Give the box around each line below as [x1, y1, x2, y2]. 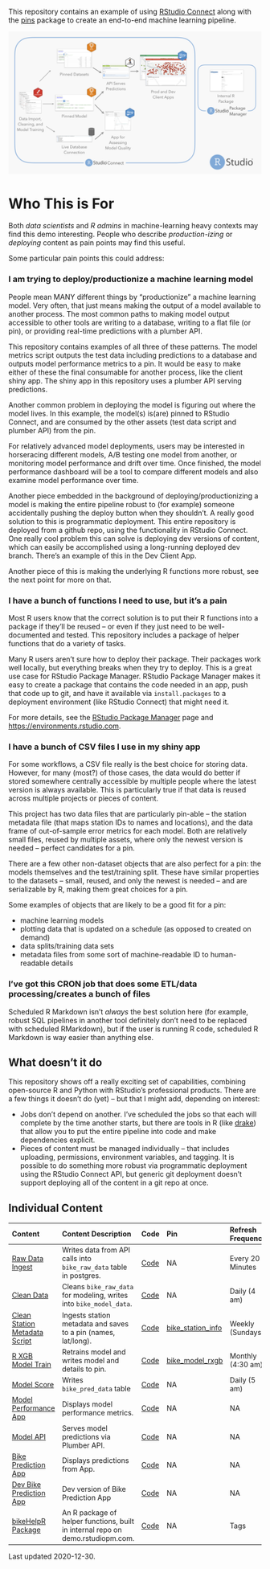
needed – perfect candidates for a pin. [8, 843, 135, 853]
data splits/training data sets [19, 941, 115, 951]
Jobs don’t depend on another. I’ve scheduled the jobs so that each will [19, 1109, 257, 1120]
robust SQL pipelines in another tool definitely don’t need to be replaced [8, 1015, 247, 1025]
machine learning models [19, 916, 104, 925]
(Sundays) [229, 1327, 264, 1337]
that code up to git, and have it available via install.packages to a [8, 689, 227, 698]
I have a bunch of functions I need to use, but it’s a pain [8, 595, 227, 606]
